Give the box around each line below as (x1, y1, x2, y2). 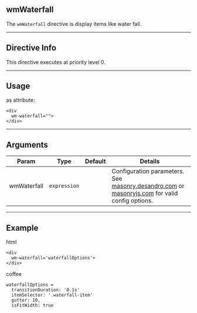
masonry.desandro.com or (111, 182, 185, 190)
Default (84, 157, 106, 165)
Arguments (6, 139, 49, 149)
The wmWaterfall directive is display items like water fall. (6, 20, 142, 27)
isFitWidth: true (11, 302, 54, 308)
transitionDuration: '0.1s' (11, 287, 80, 293)
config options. (111, 197, 154, 205)
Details (140, 157, 160, 165)
